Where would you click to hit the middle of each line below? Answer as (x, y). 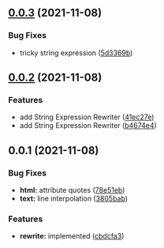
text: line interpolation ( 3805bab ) (74, 199)
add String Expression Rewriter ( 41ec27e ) (87, 117)
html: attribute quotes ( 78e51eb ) (72, 190)
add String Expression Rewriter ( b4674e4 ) (88, 126)
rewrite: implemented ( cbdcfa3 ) (72, 236)
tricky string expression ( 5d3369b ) (76, 53)
